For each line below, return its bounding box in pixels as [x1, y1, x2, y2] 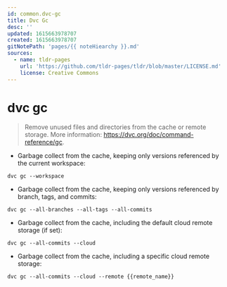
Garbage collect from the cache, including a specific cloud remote [17, 252, 209, 261]
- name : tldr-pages [13, 56, 71, 63]
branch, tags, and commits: [17, 193, 97, 201]
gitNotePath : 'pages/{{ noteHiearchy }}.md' [7, 43, 140, 50]
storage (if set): [17, 226, 63, 235]
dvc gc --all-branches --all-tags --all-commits [7, 206, 153, 214]
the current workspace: [17, 159, 86, 168]
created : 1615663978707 [7, 37, 77, 44]
